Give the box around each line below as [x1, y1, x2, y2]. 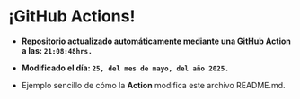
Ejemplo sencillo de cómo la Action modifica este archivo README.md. [21, 79, 286, 90]
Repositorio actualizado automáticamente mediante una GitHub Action [21, 36, 291, 46]
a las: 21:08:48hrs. [21, 45, 93, 55]
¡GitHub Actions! [8, 6, 136, 27]
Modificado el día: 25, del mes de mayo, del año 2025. [21, 62, 230, 73]
